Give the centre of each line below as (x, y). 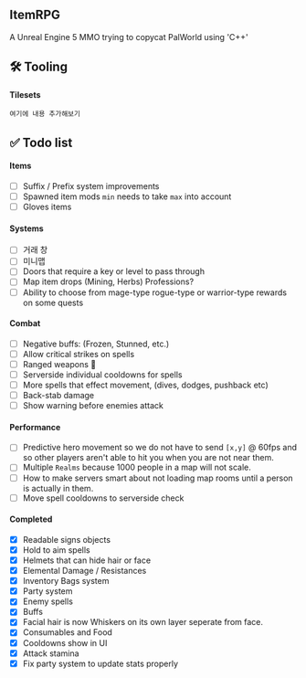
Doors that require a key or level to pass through (114, 271)
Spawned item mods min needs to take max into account (127, 196)
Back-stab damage (58, 396)
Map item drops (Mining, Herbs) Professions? (108, 281)
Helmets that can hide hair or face (87, 560)
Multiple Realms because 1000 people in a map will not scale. (137, 467)
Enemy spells (47, 601)
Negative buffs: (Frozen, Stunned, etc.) (96, 344)
